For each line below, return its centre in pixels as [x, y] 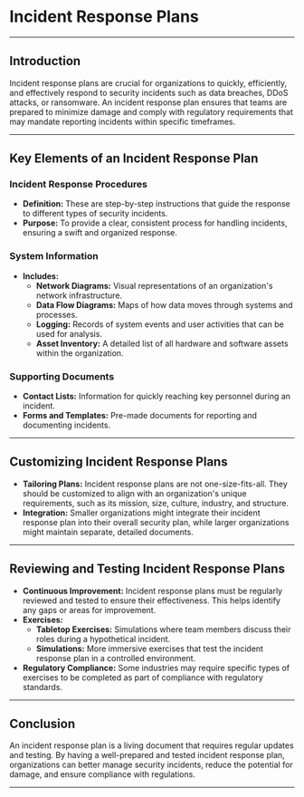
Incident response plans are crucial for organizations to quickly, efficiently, [148, 82]
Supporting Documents [62, 376]
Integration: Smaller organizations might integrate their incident [141, 513]
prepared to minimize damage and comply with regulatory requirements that [152, 111]
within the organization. [80, 353]
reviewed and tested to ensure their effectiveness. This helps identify [151, 600]
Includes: [40, 276]
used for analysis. [69, 333]
